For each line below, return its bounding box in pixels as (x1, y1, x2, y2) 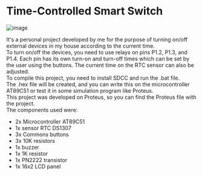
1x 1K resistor (15, 149, 48, 157)
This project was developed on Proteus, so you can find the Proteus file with (6, 93, 197, 101)
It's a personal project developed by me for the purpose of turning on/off (6, 36, 188, 43)
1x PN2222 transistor (15, 156, 68, 163)
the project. (6, 99, 35, 107)
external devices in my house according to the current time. (6, 42, 155, 49)
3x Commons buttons (15, 131, 70, 138)
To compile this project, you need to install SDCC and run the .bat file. (6, 74, 180, 81)
